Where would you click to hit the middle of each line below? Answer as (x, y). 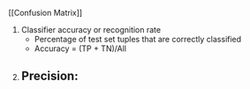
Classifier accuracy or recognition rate (91, 30)
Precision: (49, 76)
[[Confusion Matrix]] (45, 13)
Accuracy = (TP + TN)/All (80, 48)
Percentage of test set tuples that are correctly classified (138, 39)
